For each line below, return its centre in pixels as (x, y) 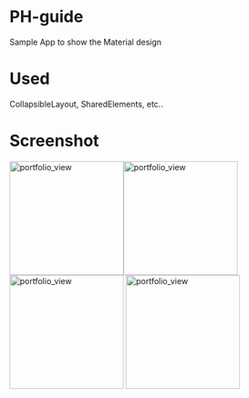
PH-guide (47, 17)
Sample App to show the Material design (86, 42)
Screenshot (54, 141)
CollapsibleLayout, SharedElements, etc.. (87, 104)
